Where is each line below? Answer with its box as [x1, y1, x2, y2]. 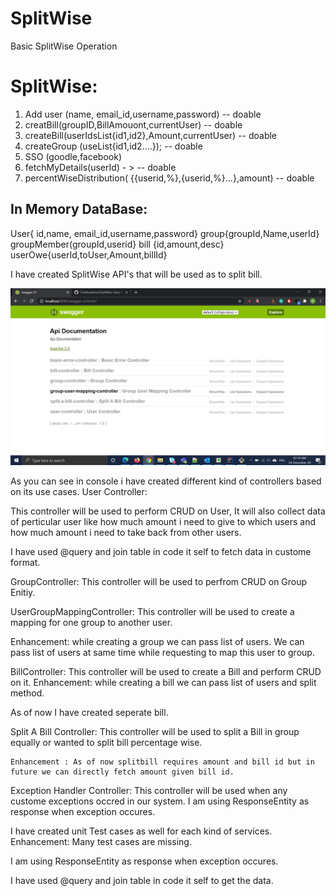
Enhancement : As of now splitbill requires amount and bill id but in [10, 757, 315, 767]
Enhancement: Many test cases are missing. [10, 836, 192, 848]
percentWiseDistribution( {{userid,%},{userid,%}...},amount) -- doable [24, 172, 315, 184]
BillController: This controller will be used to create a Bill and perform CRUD [10, 666, 322, 678]
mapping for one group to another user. [10, 617, 173, 629]
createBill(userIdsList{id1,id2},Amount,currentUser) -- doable [24, 129, 278, 141]
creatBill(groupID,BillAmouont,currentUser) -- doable [24, 118, 243, 131]
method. [10, 687, 45, 699]
